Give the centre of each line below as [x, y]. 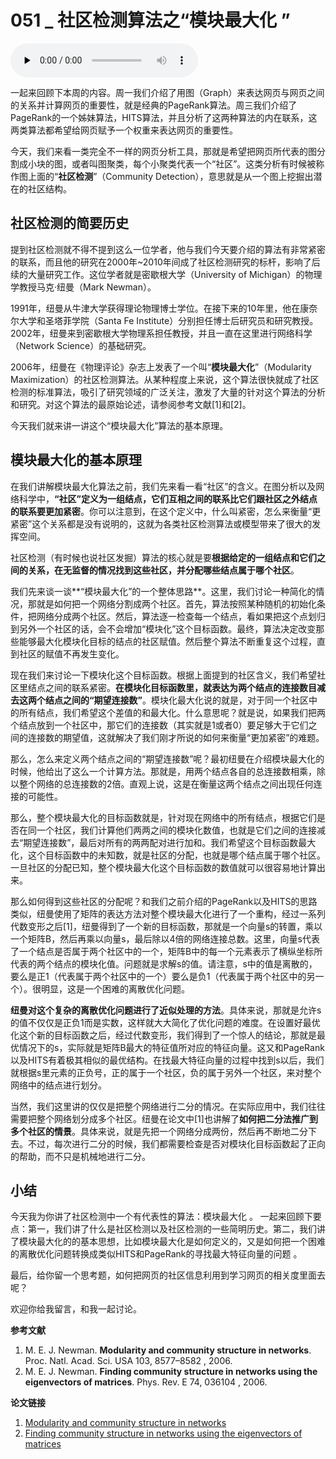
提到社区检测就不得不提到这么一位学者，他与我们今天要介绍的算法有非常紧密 [168, 249]
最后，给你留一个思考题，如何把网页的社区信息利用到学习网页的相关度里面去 [168, 1275]
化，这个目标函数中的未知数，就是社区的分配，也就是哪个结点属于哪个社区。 [168, 855]
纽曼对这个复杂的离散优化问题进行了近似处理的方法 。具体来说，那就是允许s [166, 1010]
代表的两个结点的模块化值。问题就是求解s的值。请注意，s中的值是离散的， [164, 963]
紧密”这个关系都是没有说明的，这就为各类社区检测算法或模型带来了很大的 [161, 523]
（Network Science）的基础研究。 [81, 345]
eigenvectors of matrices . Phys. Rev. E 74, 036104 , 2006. [146, 1382]
